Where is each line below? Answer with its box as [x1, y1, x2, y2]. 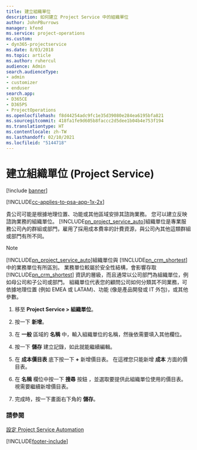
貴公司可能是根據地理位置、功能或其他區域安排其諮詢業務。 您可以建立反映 [6, 210, 188, 218]
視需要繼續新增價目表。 [14, 383, 72, 390]
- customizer [6, 80, 38, 86]
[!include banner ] [6, 186, 48, 194]
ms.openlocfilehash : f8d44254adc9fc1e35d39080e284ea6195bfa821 [6, 112, 164, 118]
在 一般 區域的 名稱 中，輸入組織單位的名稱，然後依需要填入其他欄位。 [14, 331, 185, 338]
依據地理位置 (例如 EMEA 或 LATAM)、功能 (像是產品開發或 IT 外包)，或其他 [6, 286, 189, 293]
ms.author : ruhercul [6, 58, 57, 64]
